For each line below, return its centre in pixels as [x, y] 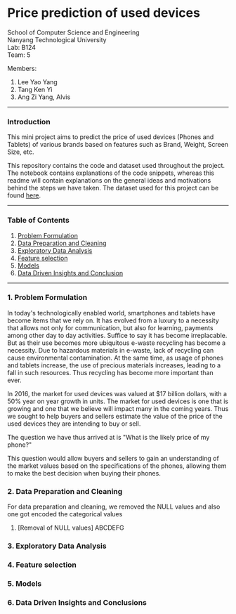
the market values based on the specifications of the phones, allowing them [117, 466]
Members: [22, 68]
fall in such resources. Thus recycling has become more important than [111, 372]
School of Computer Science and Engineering [73, 32]
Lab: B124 [22, 47]
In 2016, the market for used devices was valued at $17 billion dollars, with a [117, 393]
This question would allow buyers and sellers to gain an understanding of [113, 458]
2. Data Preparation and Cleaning [65, 491]
